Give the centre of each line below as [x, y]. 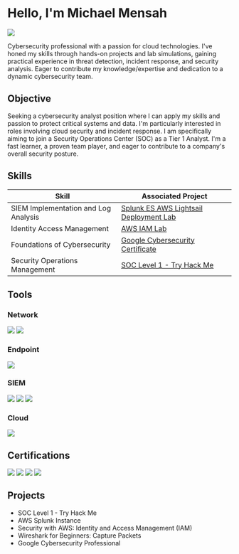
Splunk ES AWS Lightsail [161, 208]
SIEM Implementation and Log [61, 208]
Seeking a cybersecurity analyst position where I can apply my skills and [114, 116]
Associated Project [175, 196]
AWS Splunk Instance [49, 520]
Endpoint [23, 350]
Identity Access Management [60, 228]
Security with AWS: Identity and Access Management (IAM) [105, 528]
